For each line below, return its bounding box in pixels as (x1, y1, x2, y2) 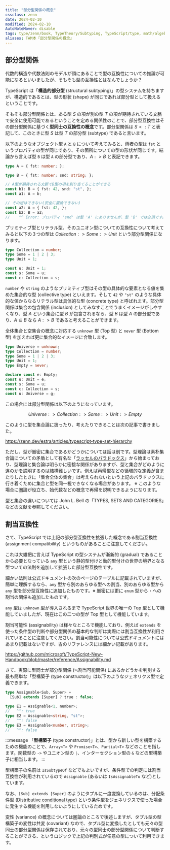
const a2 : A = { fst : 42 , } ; (5, 205, 67, 210)
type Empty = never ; (5, 363, 49, 368)
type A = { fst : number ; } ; (5, 164, 65, 169)
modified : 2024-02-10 (5, 21, 51, 27)
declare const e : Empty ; (5, 372, 58, 377)
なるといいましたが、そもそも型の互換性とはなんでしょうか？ (14, 77, 143, 83)
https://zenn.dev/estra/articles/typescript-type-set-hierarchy (5, 438, 133, 444)
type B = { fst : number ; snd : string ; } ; (5, 173, 94, 178)
